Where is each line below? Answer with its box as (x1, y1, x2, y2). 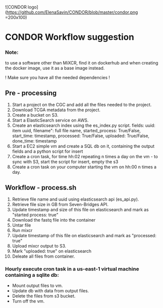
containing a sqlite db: (5, 272, 60, 279)
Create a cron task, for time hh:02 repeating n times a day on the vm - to (12, 154, 158, 160)
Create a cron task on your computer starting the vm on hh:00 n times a (12, 164, 157, 170)
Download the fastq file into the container (12, 217, 96, 223)
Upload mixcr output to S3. (12, 243, 67, 249)
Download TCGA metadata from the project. (12, 107, 101, 113)
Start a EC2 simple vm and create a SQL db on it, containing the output (12, 144, 155, 149)
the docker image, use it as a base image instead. (5, 65, 105, 71)
